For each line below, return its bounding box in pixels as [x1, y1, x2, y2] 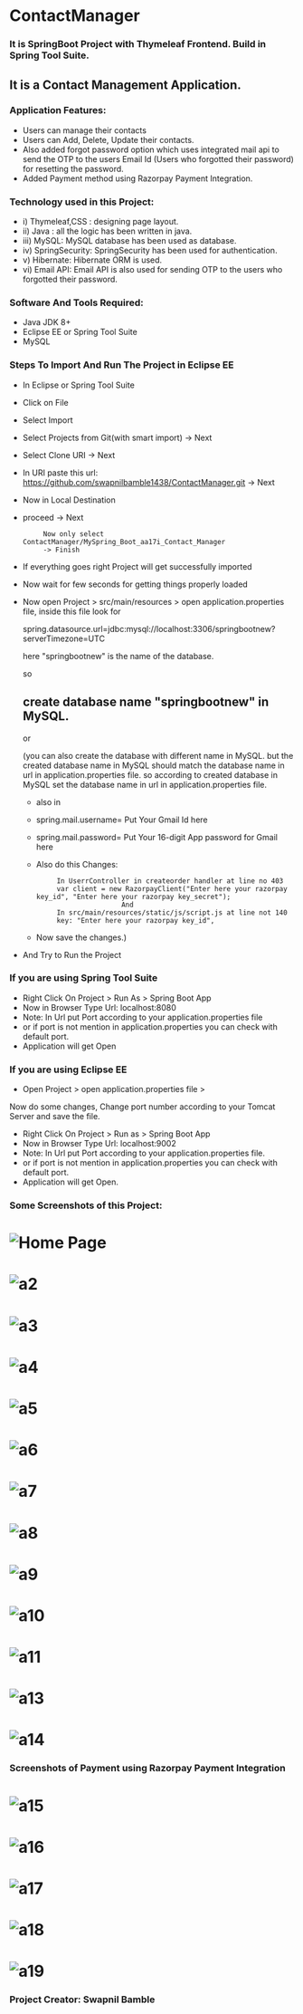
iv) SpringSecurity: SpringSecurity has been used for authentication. [22, 245, 278, 256]
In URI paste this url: [22, 467, 99, 478]
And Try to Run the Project [22, 949, 122, 960]
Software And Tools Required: [9, 296, 144, 309]
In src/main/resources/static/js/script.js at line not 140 [56, 907, 288, 917]
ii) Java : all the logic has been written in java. [22, 225, 193, 236]
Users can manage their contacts [22, 124, 147, 136]
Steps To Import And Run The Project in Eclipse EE [9, 359, 234, 371]
